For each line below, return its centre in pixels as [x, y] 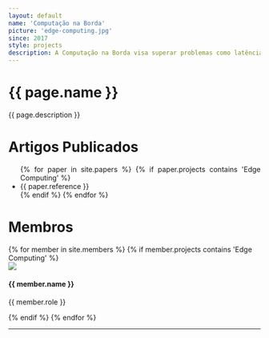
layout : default [35, 16]
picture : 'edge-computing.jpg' [60, 30]
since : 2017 [28, 38]
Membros [41, 227]
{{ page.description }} [44, 115]
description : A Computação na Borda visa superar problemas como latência [136, 53]
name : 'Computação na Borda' [57, 23]
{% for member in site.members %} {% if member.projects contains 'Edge [130, 249]
